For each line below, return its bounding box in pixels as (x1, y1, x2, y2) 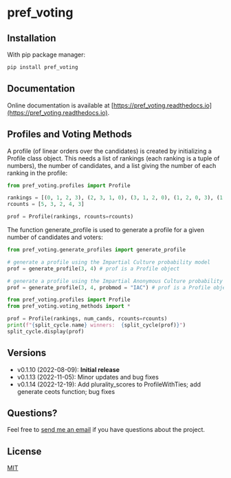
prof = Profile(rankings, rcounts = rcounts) (7, 214, 134, 220)
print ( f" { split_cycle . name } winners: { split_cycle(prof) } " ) (7, 322, 186, 329)
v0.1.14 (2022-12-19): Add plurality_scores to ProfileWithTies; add (16, 380, 201, 388)
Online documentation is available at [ (7, 101, 114, 110)
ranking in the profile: (7, 169, 67, 177)
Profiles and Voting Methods (7, 129, 132, 141)
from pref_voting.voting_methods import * (7, 303, 131, 310)
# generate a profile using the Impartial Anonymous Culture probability (7, 278, 223, 284)
